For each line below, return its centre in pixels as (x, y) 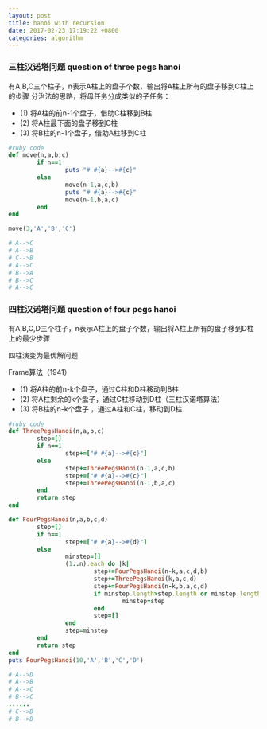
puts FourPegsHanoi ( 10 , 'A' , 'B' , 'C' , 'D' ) (76, 660)
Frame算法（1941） (40, 372)
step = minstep (87, 631)
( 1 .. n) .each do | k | (97, 564)
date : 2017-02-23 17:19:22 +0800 (64, 30)
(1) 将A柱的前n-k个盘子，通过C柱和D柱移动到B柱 (99, 389)
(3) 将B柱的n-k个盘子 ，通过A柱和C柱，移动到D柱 (101, 409)
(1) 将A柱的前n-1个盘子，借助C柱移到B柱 (86, 113)
